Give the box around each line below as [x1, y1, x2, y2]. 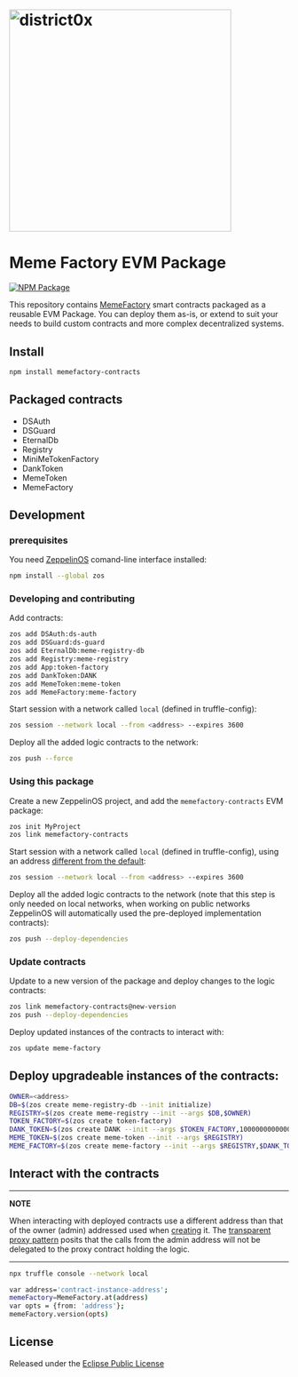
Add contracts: [9, 613, 64, 624]
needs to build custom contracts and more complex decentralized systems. [9, 318, 285, 329]
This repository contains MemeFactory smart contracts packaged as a [9, 299, 266, 310]
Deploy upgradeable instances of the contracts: [9, 1069, 279, 1084]
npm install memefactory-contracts [9, 367, 141, 377]
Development [9, 507, 86, 523]
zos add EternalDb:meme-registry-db [9, 647, 145, 656]
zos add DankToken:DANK [9, 671, 98, 680]
